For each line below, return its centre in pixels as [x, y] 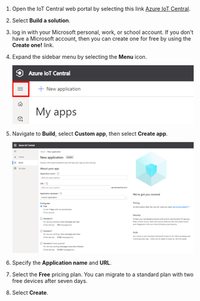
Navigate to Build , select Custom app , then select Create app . [90, 134]
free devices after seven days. [50, 281]
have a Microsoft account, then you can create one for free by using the [102, 38]
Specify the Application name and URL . [62, 263]
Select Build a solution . [41, 20]
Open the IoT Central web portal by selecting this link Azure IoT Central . [101, 9]
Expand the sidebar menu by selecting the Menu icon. [79, 57]
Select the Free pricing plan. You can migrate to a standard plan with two [103, 274]
